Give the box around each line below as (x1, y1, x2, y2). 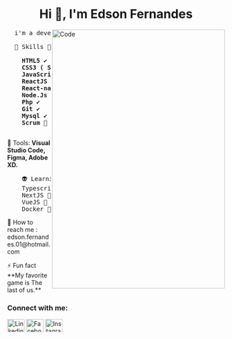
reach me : (7, 225, 38, 233)
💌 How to (7, 217, 33, 226)
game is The (7, 278, 43, 287)
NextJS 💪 (21, 191, 52, 199)
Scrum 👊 (21, 119, 48, 126)
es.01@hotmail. (7, 240, 50, 248)
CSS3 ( (21, 64, 44, 71)
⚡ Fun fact (7, 261, 37, 269)
